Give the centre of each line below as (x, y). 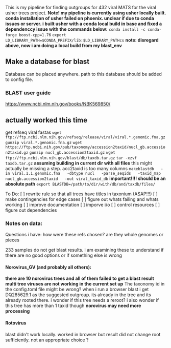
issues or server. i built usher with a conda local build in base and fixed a (84, 24)
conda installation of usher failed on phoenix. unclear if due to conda (80, 18)
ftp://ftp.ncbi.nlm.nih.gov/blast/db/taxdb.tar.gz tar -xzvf (71, 158)
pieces (12, 240)
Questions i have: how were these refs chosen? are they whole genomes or (84, 235)
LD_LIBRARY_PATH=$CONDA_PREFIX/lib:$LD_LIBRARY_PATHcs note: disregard (82, 40)
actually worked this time (46, 120)
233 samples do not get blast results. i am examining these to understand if (85, 250)
